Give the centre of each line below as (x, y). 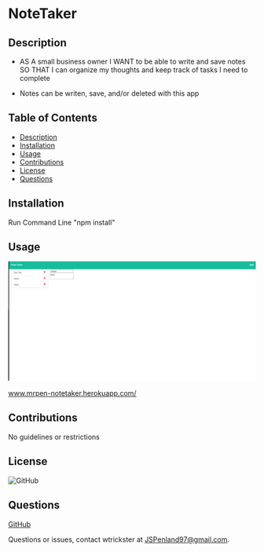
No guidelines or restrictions (54, 437)
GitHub (20, 524)
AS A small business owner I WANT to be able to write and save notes (132, 61)
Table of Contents (53, 118)
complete (35, 78)
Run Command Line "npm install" (62, 222)
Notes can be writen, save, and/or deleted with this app (109, 93)
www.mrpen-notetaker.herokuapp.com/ (72, 393)
